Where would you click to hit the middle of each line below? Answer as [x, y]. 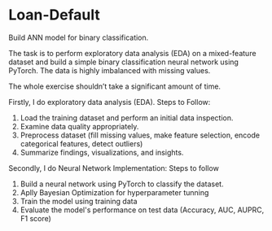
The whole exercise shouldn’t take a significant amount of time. [115, 86]
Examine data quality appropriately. [79, 126]
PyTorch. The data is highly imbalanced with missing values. [110, 70]
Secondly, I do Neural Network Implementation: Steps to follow [114, 168]
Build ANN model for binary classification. [79, 37]
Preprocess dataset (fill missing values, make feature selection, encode [140, 135]
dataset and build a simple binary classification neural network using [123, 62]
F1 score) [35, 218]
